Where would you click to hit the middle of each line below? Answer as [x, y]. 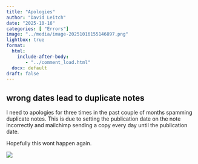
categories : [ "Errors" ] [38, 29]
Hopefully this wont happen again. [49, 143]
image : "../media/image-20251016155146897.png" [68, 34]
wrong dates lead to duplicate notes [75, 98]
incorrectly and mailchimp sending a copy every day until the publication [97, 125]
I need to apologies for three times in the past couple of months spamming [99, 113]
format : [16, 46]
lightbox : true [25, 40]
